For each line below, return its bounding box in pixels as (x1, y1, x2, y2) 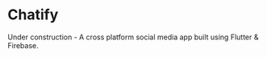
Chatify (7, 6, 59, 24)
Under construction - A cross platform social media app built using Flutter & (7, 32, 259, 42)
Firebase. (7, 40, 40, 50)
